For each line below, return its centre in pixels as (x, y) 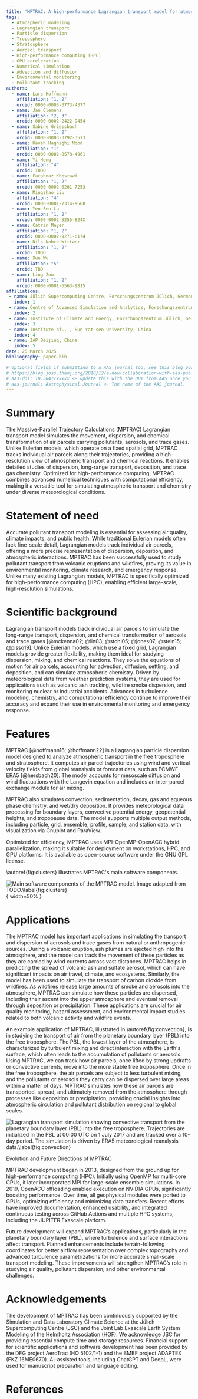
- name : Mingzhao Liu (38, 192)
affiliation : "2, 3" (42, 116)
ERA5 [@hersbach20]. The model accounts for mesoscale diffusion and (93, 775)
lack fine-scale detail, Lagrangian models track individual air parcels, (90, 545)
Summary (30, 413)
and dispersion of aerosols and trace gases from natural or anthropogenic (96, 942)
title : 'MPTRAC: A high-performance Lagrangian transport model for (92, 11)
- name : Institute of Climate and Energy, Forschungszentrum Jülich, (96, 318)
